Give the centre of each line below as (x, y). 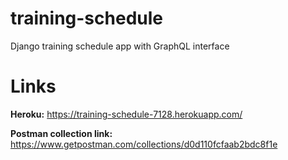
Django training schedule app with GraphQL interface (120, 46)
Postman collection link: (61, 133)
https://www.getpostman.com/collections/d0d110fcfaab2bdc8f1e (144, 144)
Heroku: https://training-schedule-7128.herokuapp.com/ (126, 114)
